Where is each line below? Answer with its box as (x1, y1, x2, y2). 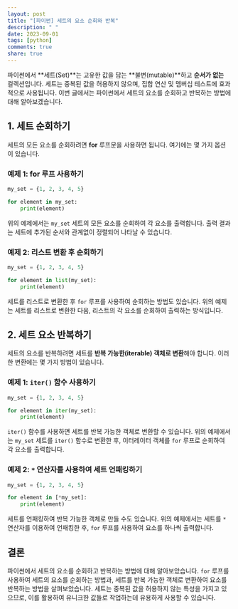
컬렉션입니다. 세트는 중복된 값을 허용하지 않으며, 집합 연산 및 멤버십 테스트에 (7, 79, 218, 88)
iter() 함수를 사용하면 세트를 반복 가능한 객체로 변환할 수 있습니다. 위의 (7, 427, 206, 436)
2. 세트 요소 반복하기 (7, 328, 92, 340)
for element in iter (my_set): (7, 407, 97, 414)
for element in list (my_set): (7, 276, 97, 283)
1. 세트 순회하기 (7, 120, 71, 132)
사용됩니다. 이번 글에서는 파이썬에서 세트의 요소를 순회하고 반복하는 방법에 (26, 88, 232, 97)
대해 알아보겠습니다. (7, 97, 63, 105)
